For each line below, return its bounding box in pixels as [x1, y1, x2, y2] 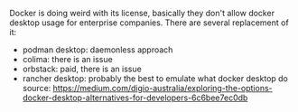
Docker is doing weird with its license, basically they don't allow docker [9, 8, 275, 18]
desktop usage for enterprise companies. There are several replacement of [9, 17, 289, 28]
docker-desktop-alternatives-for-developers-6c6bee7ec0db [22, 92, 248, 103]
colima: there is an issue [22, 54, 113, 64]
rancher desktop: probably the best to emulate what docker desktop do [22, 73, 289, 84]
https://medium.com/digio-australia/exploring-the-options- [52, 83, 273, 93]
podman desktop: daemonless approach [22, 44, 173, 55]
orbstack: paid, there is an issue [22, 63, 142, 74]
